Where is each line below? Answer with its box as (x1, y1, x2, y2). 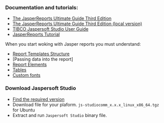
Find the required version (12, 96, 65, 102)
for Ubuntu (12, 107, 35, 113)
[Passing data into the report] (12, 56, 74, 62)
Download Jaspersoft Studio (5, 85, 76, 92)
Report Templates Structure (12, 51, 70, 57)
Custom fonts (12, 72, 41, 78)
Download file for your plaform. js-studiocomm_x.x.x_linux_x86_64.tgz (12, 101, 159, 107)
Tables (12, 67, 27, 73)
